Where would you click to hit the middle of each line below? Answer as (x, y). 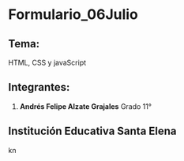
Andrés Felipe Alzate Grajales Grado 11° (86, 106)
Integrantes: (39, 87)
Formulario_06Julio (73, 15)
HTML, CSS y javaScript (47, 62)
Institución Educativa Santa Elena (92, 131)
